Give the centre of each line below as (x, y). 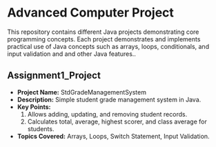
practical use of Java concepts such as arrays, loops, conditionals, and (108, 46)
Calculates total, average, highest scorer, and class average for (117, 121)
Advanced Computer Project (91, 13)
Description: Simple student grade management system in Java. (109, 99)
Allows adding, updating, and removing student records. (107, 114)
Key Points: (34, 107)
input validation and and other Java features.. (72, 54)
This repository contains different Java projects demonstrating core (103, 32)
